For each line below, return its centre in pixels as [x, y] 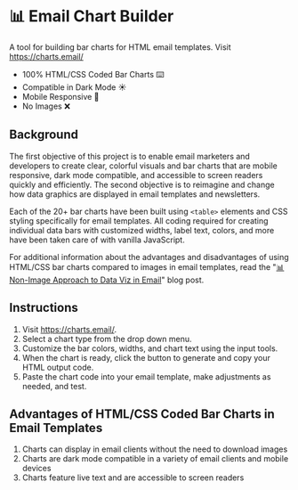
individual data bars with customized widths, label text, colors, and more [142, 230]
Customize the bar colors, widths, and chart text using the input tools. [150, 348]
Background [44, 135]
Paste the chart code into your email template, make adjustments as [146, 376]
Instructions [44, 308]
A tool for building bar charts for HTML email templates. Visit [120, 47]
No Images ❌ [46, 106]
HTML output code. [58, 367]
